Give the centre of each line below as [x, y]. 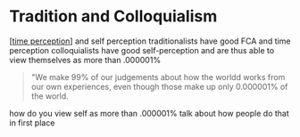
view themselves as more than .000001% [85, 60]
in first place [32, 123]
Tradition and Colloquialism [113, 16]
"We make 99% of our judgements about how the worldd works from [158, 77]
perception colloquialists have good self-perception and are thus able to [142, 50]
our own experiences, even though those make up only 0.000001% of [159, 86]
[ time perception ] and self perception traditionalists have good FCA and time [150, 41]
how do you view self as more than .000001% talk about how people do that [150, 113]
